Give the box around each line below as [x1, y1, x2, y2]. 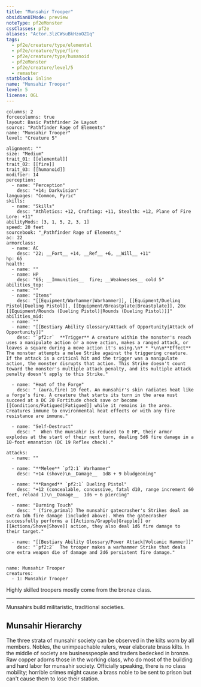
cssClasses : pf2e [6, 25, 50, 32]
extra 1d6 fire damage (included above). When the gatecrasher [6, 513, 167, 519]
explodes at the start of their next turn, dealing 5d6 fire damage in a [6, 434, 194, 440]
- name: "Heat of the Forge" [11, 381, 84, 387]
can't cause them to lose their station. [6, 675, 100, 682]
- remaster [11, 70, 39, 76]
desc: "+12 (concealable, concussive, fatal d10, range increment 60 [17, 486, 194, 492]
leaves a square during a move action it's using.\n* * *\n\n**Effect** [6, 345, 191, 351]
